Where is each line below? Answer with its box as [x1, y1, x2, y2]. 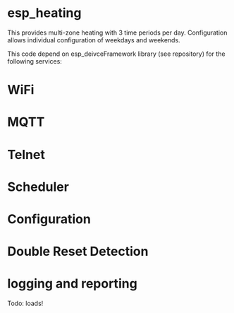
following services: [7, 57, 62, 65]
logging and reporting [7, 276, 137, 292]
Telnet [7, 146, 46, 163]
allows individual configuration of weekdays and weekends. [7, 35, 181, 44]
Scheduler [7, 179, 69, 195]
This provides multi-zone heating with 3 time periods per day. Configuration [7, 28, 228, 37]
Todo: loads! [7, 299, 44, 307]
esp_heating [7, 5, 82, 21]
